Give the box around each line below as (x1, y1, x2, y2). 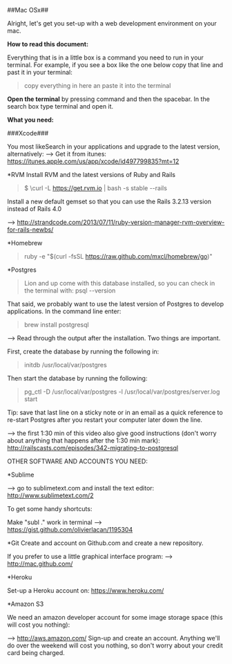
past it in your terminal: (7, 68, 72, 76)
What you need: (7, 116, 54, 124)
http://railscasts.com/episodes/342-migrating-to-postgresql (7, 444, 178, 452)
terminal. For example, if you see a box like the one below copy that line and (7, 61, 223, 68)
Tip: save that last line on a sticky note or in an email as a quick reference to (7, 408, 223, 416)
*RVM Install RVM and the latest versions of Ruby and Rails (7, 171, 176, 178)
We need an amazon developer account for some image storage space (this (7, 614, 223, 621)
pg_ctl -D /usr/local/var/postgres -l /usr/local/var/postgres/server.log (23, 387, 220, 396)
